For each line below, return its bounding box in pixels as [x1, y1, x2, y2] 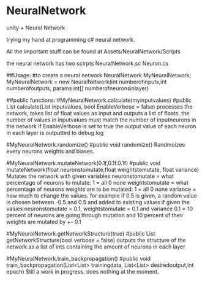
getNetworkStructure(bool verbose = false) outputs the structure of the [6, 236, 186, 244]
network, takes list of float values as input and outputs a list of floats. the [6, 109, 190, 117]
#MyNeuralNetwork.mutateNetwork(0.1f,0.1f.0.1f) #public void [6, 159, 161, 166]
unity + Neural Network [6, 24, 65, 31]
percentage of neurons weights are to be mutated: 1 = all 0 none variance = [6, 185, 196, 193]
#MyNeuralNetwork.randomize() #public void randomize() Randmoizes [6, 140, 185, 148]
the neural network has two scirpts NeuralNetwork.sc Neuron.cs [6, 60, 169, 67]
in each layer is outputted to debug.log [6, 129, 104, 136]
